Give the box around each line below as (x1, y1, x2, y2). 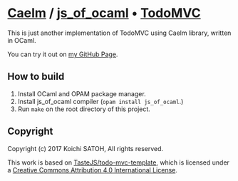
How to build (7, 71, 65, 83)
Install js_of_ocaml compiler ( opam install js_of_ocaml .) (17, 97, 184, 105)
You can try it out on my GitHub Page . (7, 50, 118, 58)
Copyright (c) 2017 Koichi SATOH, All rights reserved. (7, 144, 164, 152)
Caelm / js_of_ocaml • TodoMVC (7, 5, 201, 21)
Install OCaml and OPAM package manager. (17, 89, 146, 98)
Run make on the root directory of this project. (17, 105, 151, 113)
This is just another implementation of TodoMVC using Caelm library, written (7, 29, 232, 37)
